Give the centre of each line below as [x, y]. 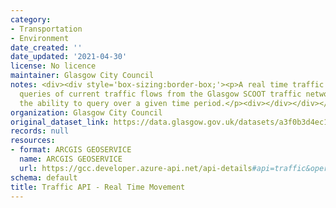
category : [31, 19]
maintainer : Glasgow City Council [82, 76]
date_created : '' [46, 47]
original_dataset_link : [60, 122]
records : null [40, 131]
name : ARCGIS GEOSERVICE [71, 159]
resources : [33, 141]
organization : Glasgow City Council [86, 112]
